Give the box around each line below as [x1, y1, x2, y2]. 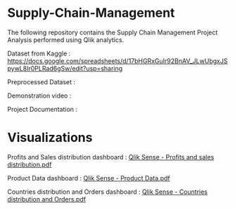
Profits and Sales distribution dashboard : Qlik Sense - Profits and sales [7, 152, 215, 161]
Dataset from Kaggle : [7, 49, 71, 58]
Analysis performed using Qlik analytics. [7, 35, 125, 44]
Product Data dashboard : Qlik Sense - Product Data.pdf [7, 173, 170, 182]
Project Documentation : [7, 105, 78, 113]
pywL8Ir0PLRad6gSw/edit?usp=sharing [7, 64, 123, 72]
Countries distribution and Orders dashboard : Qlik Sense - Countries [7, 188, 208, 196]
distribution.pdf [7, 160, 52, 169]
